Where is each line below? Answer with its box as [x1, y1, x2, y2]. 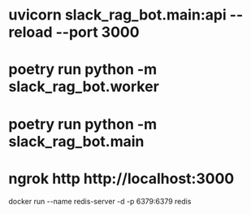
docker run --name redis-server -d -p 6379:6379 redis [8, 196, 192, 206]
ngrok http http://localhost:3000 [8, 169, 235, 188]
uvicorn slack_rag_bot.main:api [8, 6, 227, 24]
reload [8, 23, 53, 41]
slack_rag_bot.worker [8, 77, 160, 96]
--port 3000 [55, 23, 140, 41]
